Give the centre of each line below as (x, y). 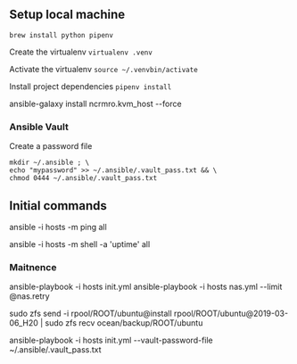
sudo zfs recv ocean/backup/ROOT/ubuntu (124, 323)
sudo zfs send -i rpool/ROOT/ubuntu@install (91, 314)
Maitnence (33, 267)
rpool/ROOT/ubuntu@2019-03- (231, 314)
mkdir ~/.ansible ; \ (49, 163)
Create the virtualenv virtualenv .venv (81, 52)
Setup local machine (67, 15)
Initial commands (58, 206)
